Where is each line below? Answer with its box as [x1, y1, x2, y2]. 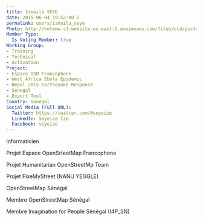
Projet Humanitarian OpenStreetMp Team [6, 161, 109, 168]
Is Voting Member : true [11, 37, 71, 43]
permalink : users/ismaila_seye [6, 20, 85, 26]
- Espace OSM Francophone [6, 71, 71, 77]
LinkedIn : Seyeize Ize [11, 115, 69, 121]
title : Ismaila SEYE [6, 8, 59, 15]
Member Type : [6, 31, 39, 37]
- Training [6, 48, 34, 54]
